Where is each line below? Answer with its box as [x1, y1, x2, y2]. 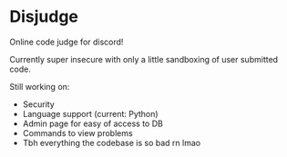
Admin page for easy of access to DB [22, 118, 164, 129]
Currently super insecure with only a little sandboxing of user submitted [9, 54, 279, 64]
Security [22, 98, 55, 110]
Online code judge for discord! [9, 36, 124, 47]
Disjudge [9, 6, 79, 27]
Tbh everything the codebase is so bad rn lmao [22, 137, 201, 148]
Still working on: [9, 81, 70, 92]
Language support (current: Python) [22, 108, 159, 119]
